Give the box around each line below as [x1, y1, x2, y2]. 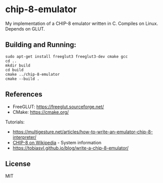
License [5, 159, 31, 168]
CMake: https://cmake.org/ [12, 109, 69, 115]
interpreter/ [12, 134, 36, 140]
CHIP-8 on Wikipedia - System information [12, 139, 102, 145]
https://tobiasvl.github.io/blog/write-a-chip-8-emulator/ [12, 145, 129, 151]
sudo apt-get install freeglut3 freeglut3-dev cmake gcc [5, 54, 128, 59]
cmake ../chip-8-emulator [5, 72, 60, 77]
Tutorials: [5, 118, 25, 125]
